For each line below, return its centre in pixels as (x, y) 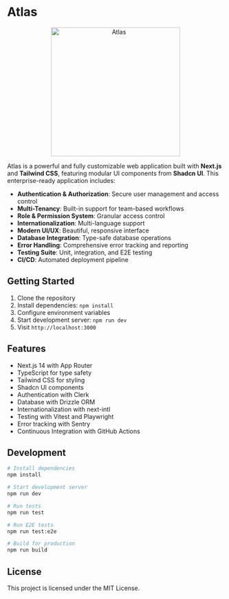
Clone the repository (46, 298)
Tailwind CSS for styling (51, 380)
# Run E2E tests (30, 525)
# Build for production (41, 544)
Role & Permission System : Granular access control (91, 216)
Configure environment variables (64, 312)
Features (26, 349)
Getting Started (41, 282)
